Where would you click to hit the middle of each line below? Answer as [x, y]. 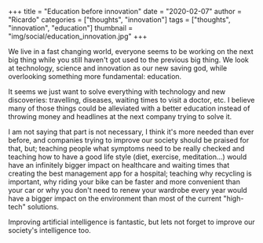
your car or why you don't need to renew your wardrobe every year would [128, 190]
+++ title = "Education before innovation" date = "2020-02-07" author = [125, 11]
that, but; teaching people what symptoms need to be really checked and [126, 149]
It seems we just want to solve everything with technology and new [117, 92]
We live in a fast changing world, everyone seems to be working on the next [131, 51]
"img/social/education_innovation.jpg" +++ [78, 36]
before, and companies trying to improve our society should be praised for [129, 140]
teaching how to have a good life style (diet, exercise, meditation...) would [128, 157]
